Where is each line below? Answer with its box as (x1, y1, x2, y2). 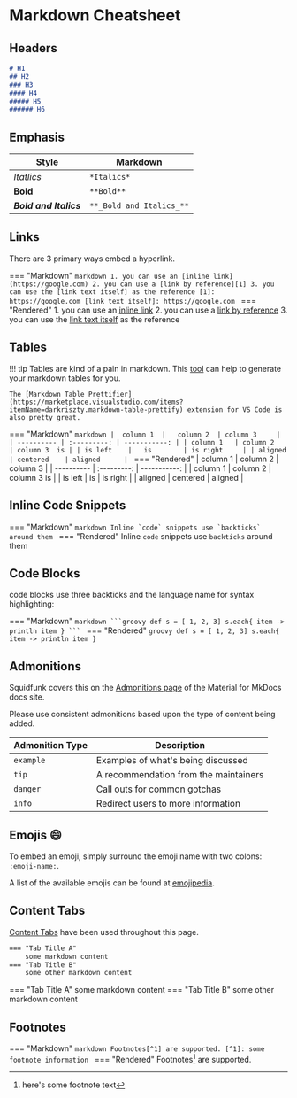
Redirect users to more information (95, 798, 241, 810)
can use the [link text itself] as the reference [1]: (9, 287, 216, 297)
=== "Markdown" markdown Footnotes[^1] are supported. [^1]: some (9, 1043, 265, 1054)
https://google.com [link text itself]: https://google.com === (9, 295, 256, 305)
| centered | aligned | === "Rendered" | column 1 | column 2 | (9, 453, 279, 464)
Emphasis (9, 129, 65, 144)
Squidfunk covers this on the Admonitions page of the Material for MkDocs (9, 683, 282, 693)
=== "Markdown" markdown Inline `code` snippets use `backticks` (9, 522, 261, 532)
